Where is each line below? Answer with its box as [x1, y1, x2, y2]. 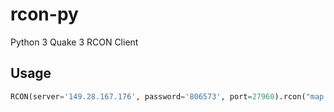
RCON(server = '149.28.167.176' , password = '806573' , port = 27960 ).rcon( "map [10, 91, 325, 102]
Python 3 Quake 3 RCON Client [10, 36, 139, 48]
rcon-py [10, 3, 79, 26]
